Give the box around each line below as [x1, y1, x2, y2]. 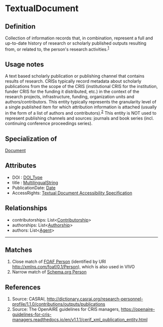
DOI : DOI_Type [12, 174, 43, 180]
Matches [5, 246, 33, 254]
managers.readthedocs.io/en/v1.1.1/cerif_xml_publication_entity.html [12, 317, 148, 323]
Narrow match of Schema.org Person [12, 269, 87, 275]
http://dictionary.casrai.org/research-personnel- [47, 296, 143, 302]
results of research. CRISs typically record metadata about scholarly [5, 78, 142, 84]
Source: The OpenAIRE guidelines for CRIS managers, [12, 307, 120, 312]
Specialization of [5, 135, 57, 143]
